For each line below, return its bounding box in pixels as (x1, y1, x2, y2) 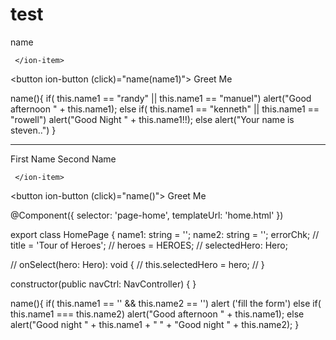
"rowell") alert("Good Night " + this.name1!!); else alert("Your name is (10, 113, 295, 125)
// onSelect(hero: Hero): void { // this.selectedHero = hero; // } (10, 258, 265, 270)
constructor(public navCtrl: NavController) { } (10, 278, 197, 290)
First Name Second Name (10, 153, 117, 165)
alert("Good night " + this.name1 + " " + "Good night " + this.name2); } (10, 318, 300, 330)
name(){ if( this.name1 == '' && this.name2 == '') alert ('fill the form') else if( (10, 297, 322, 309)
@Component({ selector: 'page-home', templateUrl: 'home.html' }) (10, 209, 284, 221)
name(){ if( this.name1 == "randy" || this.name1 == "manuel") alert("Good (10, 92, 312, 104)
